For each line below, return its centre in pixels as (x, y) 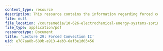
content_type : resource (29, 9)
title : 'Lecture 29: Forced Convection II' (50, 37)
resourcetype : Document (29, 32)
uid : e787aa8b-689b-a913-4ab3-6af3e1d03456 (50, 41)
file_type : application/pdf (33, 28)
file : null (16, 18)
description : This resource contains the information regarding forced (79, 14)
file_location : (20, 23)
